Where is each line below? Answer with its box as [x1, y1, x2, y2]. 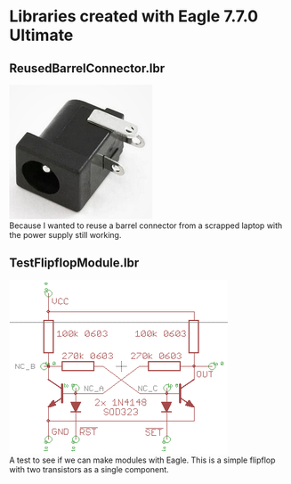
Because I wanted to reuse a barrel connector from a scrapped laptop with [9, 220, 283, 231]
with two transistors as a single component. [9, 463, 169, 474]
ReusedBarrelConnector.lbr [9, 61, 166, 76]
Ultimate [9, 25, 74, 45]
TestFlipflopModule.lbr [9, 256, 140, 271]
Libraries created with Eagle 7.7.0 [9, 6, 259, 27]
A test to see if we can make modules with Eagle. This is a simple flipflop [9, 455, 276, 465]
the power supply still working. [9, 230, 122, 240]
